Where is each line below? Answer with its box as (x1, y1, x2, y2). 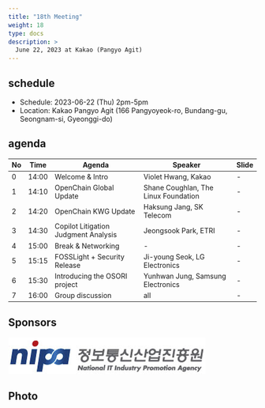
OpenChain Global (54, 183, 114, 192)
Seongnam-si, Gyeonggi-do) (19, 114, 113, 123)
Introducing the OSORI (54, 271, 128, 281)
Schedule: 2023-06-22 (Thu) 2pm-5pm (19, 97, 148, 107)
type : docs (8, 29, 44, 37)
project (54, 280, 78, 289)
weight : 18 (8, 21, 44, 29)
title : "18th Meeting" (8, 13, 83, 21)
